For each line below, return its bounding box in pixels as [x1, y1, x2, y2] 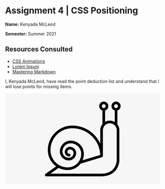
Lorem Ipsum [12, 63, 39, 69]
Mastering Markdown [12, 69, 56, 75]
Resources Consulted [5, 45, 73, 54]
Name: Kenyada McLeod [5, 21, 56, 27]
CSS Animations [12, 58, 45, 64]
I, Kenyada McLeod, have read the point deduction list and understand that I [5, 78, 159, 84]
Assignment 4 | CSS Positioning [5, 5, 138, 16]
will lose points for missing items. [5, 83, 72, 89]
